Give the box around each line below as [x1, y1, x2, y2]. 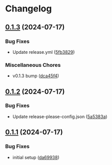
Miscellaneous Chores [5, 61, 61, 68]
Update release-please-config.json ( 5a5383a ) [12, 113, 107, 120]
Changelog [5, 3, 52, 14]
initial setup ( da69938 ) [12, 154, 59, 160]
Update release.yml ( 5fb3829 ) [12, 49, 75, 55]
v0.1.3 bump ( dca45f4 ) [12, 73, 59, 79]
